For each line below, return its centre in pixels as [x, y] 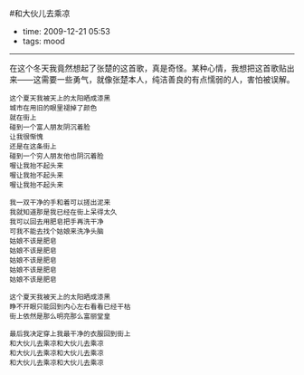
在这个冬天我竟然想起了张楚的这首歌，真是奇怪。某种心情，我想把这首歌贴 [148, 68]
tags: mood [43, 41]
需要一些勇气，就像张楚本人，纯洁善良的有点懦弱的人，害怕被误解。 [167, 79]
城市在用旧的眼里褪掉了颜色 [53, 108]
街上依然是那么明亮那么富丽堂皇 [60, 316]
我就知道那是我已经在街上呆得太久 [63, 212]
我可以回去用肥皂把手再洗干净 [57, 222]
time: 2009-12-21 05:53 [66, 31]
